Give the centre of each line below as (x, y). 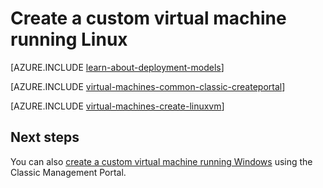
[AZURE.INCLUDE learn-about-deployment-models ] (117, 67)
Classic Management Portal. (68, 172)
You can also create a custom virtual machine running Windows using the (161, 161)
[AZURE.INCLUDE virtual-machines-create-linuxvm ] (117, 106)
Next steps (45, 137)
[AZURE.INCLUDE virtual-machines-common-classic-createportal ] (148, 86)
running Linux (69, 39)
